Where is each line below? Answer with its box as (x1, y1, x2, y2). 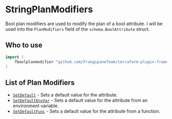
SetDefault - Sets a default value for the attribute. (12, 92, 118, 98)
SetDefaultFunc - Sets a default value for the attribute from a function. (12, 108, 160, 114)
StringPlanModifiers (5, 4, 93, 15)
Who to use (5, 41, 42, 50)
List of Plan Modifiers (5, 78, 75, 87)
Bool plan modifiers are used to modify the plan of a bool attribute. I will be (5, 21, 163, 27)
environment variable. (12, 103, 59, 109)
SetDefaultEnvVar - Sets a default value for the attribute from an (12, 97, 148, 104)
